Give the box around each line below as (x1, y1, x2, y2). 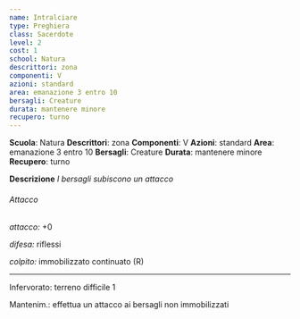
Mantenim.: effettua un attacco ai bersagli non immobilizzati (9, 299, 229, 310)
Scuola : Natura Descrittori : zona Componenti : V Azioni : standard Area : (9, 138, 275, 148)
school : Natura (9, 55, 66, 63)
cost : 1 (9, 46, 38, 55)
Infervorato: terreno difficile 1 (9, 282, 116, 293)
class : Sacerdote (9, 29, 74, 38)
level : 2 (9, 38, 42, 47)
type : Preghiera (9, 21, 70, 30)
